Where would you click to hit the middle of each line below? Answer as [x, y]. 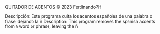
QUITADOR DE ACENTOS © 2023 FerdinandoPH [53, 7]
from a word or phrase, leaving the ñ [41, 26]
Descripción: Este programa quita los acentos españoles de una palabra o [79, 16]
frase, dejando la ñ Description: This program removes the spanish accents [80, 21]
